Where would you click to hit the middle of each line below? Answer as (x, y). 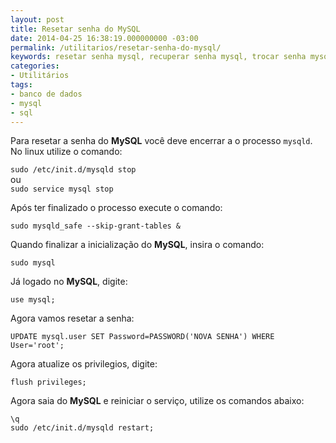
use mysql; (33, 300)
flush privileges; (48, 382)
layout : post (37, 19)
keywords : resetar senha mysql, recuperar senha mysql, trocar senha (158, 57)
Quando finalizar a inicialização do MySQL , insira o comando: (137, 245)
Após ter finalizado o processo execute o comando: (116, 208)
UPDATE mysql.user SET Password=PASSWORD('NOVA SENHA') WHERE (142, 337)
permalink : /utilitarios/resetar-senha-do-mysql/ (116, 47)
